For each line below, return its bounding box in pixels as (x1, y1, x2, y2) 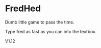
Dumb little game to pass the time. (5, 19, 75, 25)
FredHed (5, 3, 41, 14)
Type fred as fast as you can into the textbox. (5, 28, 97, 34)
